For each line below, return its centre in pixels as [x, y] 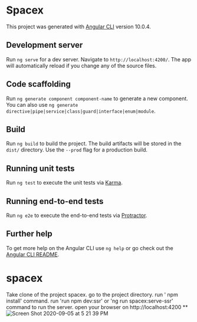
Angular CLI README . [33, 254]
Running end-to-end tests [55, 201]
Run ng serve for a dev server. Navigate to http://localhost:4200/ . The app [99, 59]
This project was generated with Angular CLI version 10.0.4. [79, 27]
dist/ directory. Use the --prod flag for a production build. [77, 150]
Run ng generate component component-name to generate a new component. [97, 98]
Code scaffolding [38, 84]
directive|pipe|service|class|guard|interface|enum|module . [81, 111]
